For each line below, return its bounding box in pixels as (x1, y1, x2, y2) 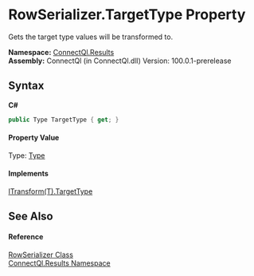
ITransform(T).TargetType (8, 187, 93, 196)
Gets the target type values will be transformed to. (8, 32, 174, 41)
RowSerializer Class (8, 250, 74, 259)
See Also (8, 210, 53, 223)
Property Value (8, 133, 60, 143)
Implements (8, 169, 49, 179)
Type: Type (8, 150, 45, 160)
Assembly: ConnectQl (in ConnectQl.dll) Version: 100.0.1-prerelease (8, 56, 232, 65)
